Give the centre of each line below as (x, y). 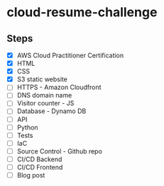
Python (27, 127)
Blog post (31, 175)
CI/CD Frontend (40, 167)
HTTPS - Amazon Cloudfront (59, 87)
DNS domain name (44, 95)
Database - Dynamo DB (51, 111)
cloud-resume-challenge (82, 12)
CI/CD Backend (39, 159)
